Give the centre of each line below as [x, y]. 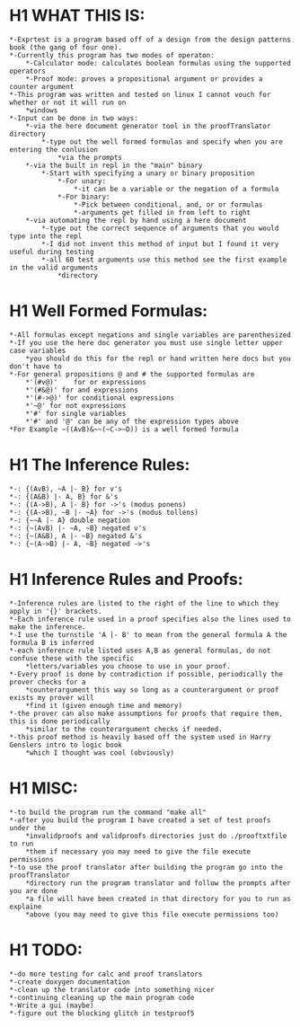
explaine [26, 907]
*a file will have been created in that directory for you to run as [159, 899]
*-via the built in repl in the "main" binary [114, 165]
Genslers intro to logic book [66, 745]
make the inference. [48, 627]
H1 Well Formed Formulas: [109, 311]
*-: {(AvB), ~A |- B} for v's [66, 489]
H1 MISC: [44, 788]
